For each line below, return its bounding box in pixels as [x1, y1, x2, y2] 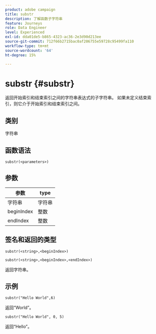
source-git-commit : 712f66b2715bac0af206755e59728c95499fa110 [5, 39, 134, 44]
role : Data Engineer [5, 25, 47, 30]
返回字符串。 [5, 267, 31, 272]
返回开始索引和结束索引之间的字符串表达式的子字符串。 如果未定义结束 [5, 95, 147, 101]
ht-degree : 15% [5, 52, 36, 58]
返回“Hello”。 [5, 324, 32, 330]
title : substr [5, 12, 34, 17]
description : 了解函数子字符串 [5, 16, 63, 21]
